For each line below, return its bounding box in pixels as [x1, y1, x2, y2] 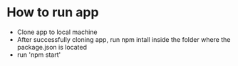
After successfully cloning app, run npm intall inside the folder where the [16, 35, 231, 43]
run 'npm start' [16, 50, 61, 59]
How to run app [6, 4, 99, 21]
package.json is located [16, 43, 87, 51]
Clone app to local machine [16, 28, 98, 36]
